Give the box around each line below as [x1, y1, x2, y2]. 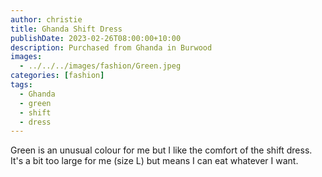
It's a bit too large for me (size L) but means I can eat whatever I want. [10, 155, 299, 167]
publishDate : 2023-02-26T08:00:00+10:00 [10, 33, 182, 43]
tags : [10, 80, 33, 90]
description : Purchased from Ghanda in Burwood [10, 42, 213, 53]
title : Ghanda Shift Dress [10, 24, 123, 34]
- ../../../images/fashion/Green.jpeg [19, 61, 182, 71]
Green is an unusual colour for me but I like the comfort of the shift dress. [10, 144, 313, 156]
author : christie [10, 14, 83, 25]
